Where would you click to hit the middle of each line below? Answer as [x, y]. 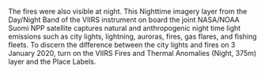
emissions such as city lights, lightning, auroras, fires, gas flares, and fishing [132, 36]
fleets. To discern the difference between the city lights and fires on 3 [122, 45]
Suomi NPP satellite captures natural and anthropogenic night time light [125, 28]
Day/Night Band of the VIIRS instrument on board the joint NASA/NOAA [124, 20]
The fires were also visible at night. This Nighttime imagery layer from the [128, 11]
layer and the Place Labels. [52, 61]
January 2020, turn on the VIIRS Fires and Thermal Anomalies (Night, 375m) [132, 53]
